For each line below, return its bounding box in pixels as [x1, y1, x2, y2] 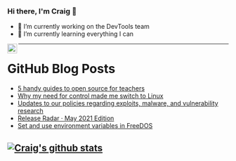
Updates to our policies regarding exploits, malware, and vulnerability [17, 99, 219, 108]
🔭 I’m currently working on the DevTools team [17, 22, 150, 31]
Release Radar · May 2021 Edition [17, 114, 114, 122]
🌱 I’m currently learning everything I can [17, 30, 134, 38]
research [17, 107, 44, 115]
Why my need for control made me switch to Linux [17, 91, 164, 101]
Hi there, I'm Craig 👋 [7, 6, 77, 16]
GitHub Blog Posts [7, 61, 116, 77]
